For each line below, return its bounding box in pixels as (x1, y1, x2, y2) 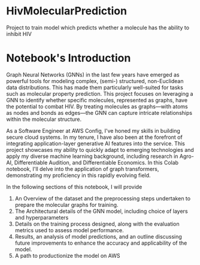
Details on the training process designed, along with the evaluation (14, 220, 180, 227)
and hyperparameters (14, 214, 69, 221)
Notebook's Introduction (6, 51, 131, 65)
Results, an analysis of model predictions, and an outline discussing (14, 233, 183, 240)
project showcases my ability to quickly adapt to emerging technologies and (6, 146, 195, 153)
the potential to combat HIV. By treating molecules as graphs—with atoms (6, 103, 188, 110)
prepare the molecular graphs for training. (14, 201, 119, 208)
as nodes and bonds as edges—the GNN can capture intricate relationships (6, 109, 193, 116)
